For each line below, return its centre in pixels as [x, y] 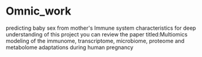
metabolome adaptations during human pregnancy [70, 47]
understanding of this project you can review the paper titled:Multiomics [97, 34]
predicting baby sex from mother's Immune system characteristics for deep [101, 28]
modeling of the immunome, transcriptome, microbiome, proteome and [95, 41]
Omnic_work [39, 11]
